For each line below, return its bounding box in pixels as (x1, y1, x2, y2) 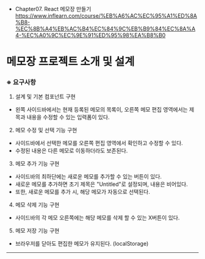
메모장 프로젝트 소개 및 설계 (6, 55, 135, 69)
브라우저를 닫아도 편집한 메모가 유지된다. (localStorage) (15, 240, 149, 247)
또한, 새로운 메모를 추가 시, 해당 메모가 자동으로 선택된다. (15, 188, 151, 196)
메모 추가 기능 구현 (15, 160, 60, 168)
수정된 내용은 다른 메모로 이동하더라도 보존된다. (15, 147, 128, 154)
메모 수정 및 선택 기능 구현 (15, 127, 77, 134)
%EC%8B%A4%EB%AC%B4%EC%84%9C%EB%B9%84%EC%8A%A (15, 25, 196, 32)
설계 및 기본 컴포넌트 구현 (15, 93, 76, 101)
